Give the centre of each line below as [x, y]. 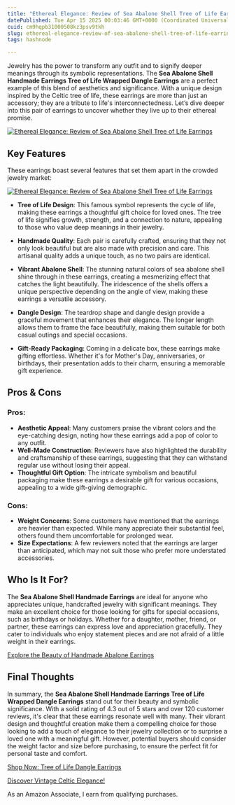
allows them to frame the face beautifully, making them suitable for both [121, 327]
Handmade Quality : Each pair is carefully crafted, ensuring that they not [121, 240]
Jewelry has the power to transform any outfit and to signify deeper [105, 66]
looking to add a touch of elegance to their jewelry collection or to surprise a [117, 731]
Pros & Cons [34, 393]
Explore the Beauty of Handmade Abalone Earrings [81, 654]
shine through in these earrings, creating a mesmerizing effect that [114, 276]
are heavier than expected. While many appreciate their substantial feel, [121, 528]
